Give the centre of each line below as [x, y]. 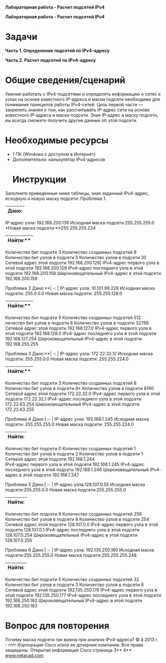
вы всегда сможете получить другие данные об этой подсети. [71, 120]
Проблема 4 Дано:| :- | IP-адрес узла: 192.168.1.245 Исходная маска [77, 419]
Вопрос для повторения [57, 626]
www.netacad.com [24, 655]
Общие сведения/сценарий [65, 80]
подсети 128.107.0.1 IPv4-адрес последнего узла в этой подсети [72, 530]
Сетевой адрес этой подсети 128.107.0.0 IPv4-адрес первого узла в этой [82, 524]
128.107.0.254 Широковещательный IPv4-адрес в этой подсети [71, 535]
